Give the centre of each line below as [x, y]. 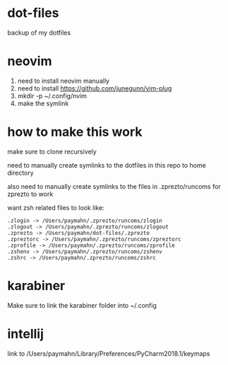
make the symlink [43, 103]
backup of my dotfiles [39, 33]
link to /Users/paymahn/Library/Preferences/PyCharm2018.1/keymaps [109, 353]
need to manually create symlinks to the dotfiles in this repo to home [107, 165]
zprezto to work [30, 194]
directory [20, 173]
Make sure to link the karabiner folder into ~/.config [82, 305]
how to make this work [75, 132]
